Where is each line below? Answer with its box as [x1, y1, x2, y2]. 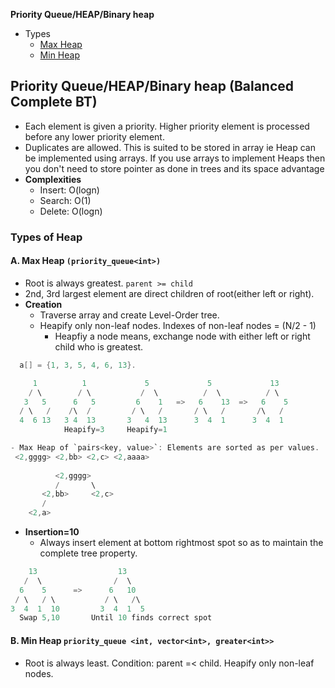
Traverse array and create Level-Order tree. [39, 309, 220, 321]
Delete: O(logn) [39, 205, 103, 217]
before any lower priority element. [24, 130, 165, 143]
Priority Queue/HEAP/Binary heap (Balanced [10, 78, 295, 95]
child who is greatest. [54, 340, 144, 353]
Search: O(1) [39, 194, 92, 206]
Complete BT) [10, 94, 98, 111]
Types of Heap [10, 230, 83, 244]
